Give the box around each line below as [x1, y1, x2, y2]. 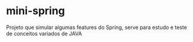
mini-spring [6, 4, 65, 18]
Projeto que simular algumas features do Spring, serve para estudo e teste [6, 24, 187, 31]
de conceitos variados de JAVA [6, 30, 83, 37]
